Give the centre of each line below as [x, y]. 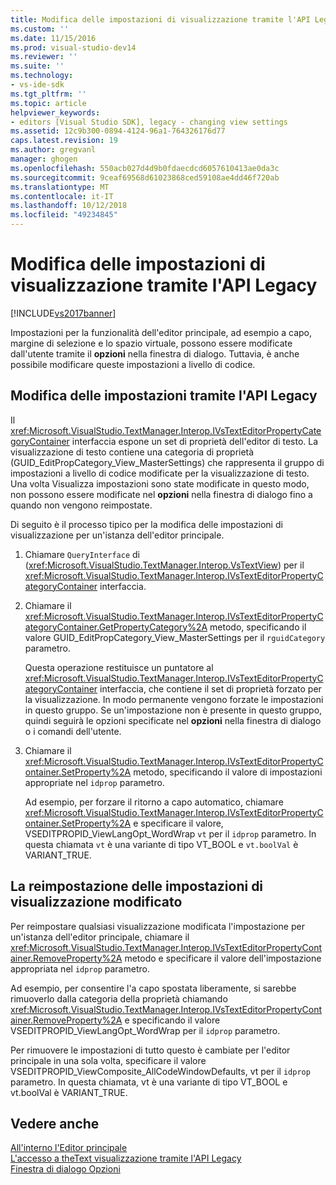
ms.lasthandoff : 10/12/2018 [69, 206]
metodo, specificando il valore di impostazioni [228, 772]
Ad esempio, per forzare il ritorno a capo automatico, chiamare [154, 802]
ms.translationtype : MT [60, 187]
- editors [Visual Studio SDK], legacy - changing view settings [149, 122]
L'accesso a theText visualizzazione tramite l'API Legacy [126, 1158]
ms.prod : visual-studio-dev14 [73, 47]
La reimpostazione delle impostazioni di [137, 886]
